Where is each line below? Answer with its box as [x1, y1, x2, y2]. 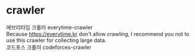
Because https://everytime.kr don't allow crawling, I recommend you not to [6, 30, 190, 37]
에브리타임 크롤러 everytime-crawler [6, 24, 93, 31]
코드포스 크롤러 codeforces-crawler [6, 44, 92, 51]
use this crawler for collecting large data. [6, 37, 107, 44]
